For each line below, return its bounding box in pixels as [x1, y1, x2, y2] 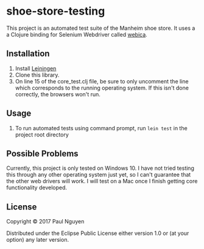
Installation [6, 49, 50, 59]
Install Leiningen [15, 65, 57, 72]
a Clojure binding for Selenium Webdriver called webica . [6, 30, 147, 38]
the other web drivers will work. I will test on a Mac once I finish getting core [6, 178, 198, 185]
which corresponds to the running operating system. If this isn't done [15, 84, 189, 91]
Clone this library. [15, 71, 60, 79]
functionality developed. [6, 184, 68, 191]
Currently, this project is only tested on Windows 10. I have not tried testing [6, 164, 195, 172]
